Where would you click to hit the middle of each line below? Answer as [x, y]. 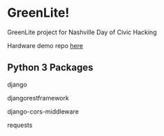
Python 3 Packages [50, 68]
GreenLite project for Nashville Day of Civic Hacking [82, 32]
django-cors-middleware [43, 111]
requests [20, 125]
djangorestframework [38, 98]
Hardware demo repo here [45, 45]
